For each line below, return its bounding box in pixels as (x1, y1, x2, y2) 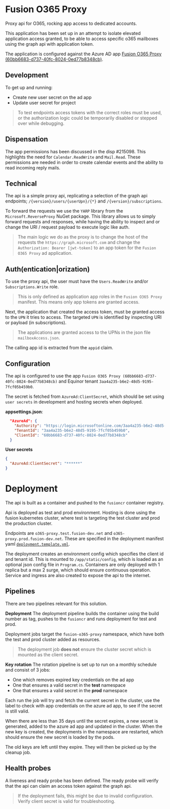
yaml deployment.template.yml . (5, 541, 70, 547)
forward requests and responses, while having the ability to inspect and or (5, 219, 160, 225)
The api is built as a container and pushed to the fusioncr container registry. (5, 499, 164, 505)
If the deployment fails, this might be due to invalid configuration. (17, 793, 153, 799)
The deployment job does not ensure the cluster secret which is (17, 646, 152, 652)
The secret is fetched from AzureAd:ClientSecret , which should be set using (5, 393, 164, 399)
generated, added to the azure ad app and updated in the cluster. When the (5, 723, 163, 729)
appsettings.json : (5, 409, 43, 415)
